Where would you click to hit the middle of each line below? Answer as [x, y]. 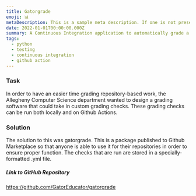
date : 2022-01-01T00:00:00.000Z [45, 28]
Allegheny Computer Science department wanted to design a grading [90, 99]
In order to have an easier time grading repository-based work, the [86, 94]
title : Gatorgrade [28, 11]
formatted [18, 159]
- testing [23, 50]
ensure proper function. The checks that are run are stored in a [82, 153]
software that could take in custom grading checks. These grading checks [95, 106]
